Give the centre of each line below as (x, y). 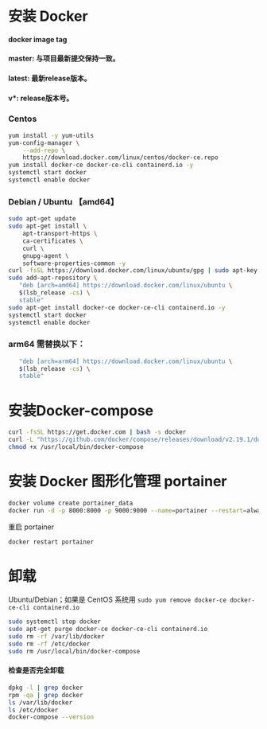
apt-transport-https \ (60, 234)
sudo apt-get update (43, 219)
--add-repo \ (44, 150)
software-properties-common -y (74, 263)
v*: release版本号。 (41, 98)
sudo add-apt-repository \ (53, 278)
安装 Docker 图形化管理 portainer (118, 481)
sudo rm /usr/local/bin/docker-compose (74, 651)
